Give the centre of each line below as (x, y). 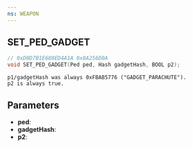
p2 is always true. (36, 84)
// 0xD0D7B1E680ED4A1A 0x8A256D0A (58, 58)
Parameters (33, 105)
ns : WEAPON (23, 14)
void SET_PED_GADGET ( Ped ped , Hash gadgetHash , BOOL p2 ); (94, 65)
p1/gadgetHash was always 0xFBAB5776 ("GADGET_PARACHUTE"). (97, 78)
